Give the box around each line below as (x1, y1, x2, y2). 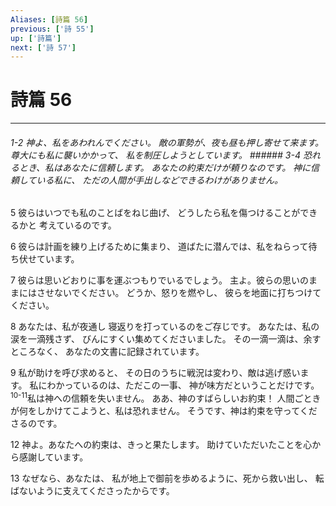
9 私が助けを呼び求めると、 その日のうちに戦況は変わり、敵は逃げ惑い (10, 367, 301, 379)
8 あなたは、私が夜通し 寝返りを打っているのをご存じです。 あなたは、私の (10, 321, 320, 333)
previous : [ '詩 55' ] (10, 24, 95, 34)
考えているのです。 (38, 219, 117, 231)
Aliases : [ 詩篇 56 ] (10, 14, 89, 25)
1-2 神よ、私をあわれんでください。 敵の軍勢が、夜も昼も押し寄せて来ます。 (10, 136, 325, 148)
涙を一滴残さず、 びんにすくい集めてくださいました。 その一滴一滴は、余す (10, 333, 322, 345)
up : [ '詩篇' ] (10, 33, 62, 43)
